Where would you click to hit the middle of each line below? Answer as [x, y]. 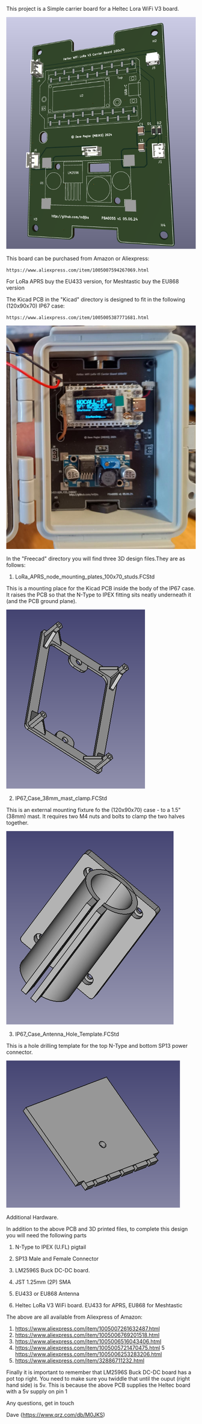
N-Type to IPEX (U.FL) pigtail [50, 1247]
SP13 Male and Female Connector [57, 1259]
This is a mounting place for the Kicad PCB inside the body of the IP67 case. [101, 589]
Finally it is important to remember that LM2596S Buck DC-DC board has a [99, 1372]
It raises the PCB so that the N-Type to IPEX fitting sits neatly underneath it [99, 595]
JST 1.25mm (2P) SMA [43, 1282]
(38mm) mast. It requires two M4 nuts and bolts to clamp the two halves [96, 816]
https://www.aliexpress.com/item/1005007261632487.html [87, 1329]
